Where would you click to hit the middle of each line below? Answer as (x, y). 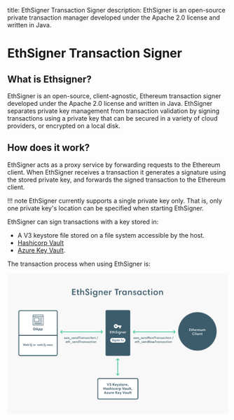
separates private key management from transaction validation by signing (113, 111)
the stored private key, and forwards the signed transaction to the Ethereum (117, 179)
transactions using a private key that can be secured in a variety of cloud (112, 118)
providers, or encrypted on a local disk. (64, 126)
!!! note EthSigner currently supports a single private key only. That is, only (115, 201)
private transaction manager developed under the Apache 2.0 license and (114, 18)
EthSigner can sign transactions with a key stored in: (83, 222)
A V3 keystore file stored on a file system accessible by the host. (111, 235)
